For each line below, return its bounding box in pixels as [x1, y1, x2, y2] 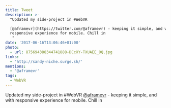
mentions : [5, 64, 26, 69]
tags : [5, 73, 17, 79]
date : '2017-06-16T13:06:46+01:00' [5, 40, 81, 46]
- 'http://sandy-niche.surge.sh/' [10, 59, 83, 64]
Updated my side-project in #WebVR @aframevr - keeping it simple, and [5, 92, 157, 98]
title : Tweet [5, 7, 33, 13]
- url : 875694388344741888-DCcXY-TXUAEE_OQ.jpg [10, 49, 113, 55]
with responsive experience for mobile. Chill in [5, 97, 103, 103]
